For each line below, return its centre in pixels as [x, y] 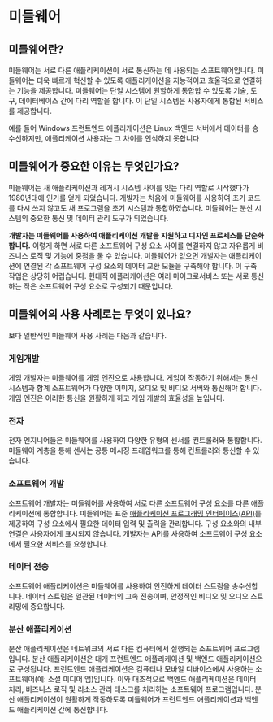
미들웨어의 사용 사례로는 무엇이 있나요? [100, 314]
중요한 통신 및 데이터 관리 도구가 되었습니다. [99, 218]
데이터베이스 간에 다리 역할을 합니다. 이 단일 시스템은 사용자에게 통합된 [130, 101]
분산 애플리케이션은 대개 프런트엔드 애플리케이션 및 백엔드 [123, 659]
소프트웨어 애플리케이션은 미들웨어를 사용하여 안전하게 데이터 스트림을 [119, 585]
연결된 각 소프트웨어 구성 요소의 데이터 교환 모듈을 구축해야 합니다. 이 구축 [140, 266]
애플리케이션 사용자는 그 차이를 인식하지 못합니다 [122, 138]
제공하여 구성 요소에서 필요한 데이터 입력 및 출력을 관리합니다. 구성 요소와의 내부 [135, 523]
